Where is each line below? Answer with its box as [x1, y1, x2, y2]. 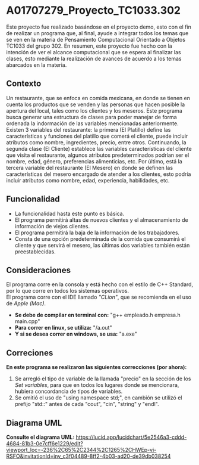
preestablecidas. [14, 248, 56, 255]
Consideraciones [6, 265, 71, 275]
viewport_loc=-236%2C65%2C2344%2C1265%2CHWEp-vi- [6, 447, 157, 453]
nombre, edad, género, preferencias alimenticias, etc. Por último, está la [6, 157, 182, 165]
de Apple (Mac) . [6, 300, 46, 307]
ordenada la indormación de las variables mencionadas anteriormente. [6, 120, 179, 127]
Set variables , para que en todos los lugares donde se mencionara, [14, 382, 179, 389]
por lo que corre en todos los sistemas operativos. [6, 287, 129, 294]
